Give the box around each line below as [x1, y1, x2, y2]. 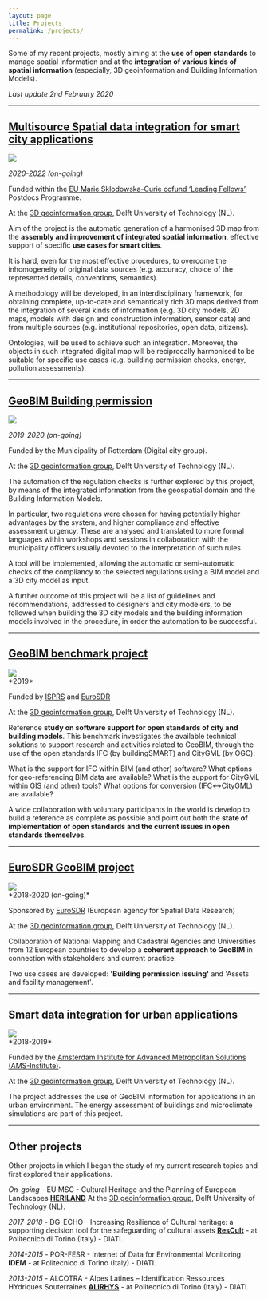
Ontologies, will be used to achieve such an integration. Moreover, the [8, 338, 238, 348]
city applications [8, 133, 93, 146]
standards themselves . [8, 830, 86, 840]
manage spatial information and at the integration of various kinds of [8, 57, 237, 66]
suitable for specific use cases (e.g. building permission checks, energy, [8, 355, 246, 364]
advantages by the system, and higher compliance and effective [8, 518, 219, 527]
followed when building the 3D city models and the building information [8, 608, 243, 618]
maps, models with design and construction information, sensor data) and [8, 314, 251, 324]
